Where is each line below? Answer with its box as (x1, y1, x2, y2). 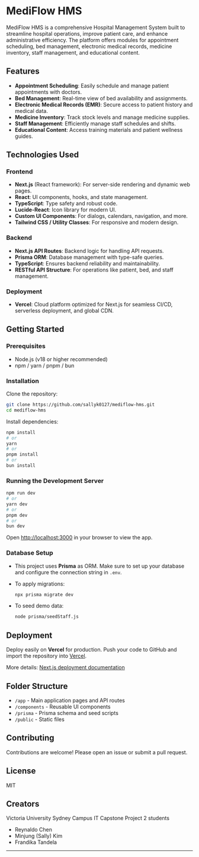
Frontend (6, 167, 33, 176)
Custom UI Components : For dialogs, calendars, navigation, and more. (14, 213, 188, 220)
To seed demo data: (14, 602, 64, 609)
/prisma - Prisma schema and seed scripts (14, 709, 118, 716)
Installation (6, 377, 40, 385)
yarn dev (6, 501, 28, 507)
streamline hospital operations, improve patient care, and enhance (6, 30, 168, 37)
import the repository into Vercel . (6, 652, 87, 660)
